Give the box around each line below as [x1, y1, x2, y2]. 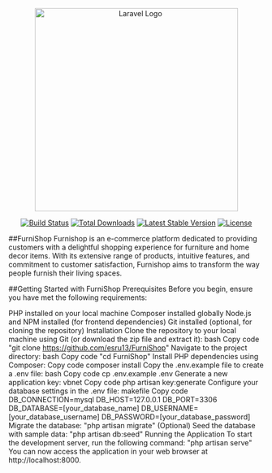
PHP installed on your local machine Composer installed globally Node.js [8, 309, 252, 318]
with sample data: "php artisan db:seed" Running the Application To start [8, 429, 253, 439]
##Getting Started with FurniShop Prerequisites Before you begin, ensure [8, 284, 253, 293]
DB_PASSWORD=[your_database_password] [101, 412, 251, 422]
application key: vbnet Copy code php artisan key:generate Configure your [8, 378, 258, 387]
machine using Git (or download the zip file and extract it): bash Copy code [8, 334, 260, 344]
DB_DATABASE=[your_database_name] [8, 403, 140, 413]
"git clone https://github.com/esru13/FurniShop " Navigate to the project [8, 343, 248, 353]
